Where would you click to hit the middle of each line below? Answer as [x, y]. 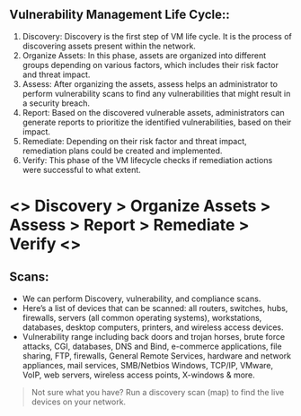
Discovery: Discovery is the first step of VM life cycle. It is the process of [157, 36]
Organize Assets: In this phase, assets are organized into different [144, 55]
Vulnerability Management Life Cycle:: [120, 15]
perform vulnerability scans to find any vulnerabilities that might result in [156, 93]
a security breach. [56, 103]
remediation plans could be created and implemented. [122, 151]
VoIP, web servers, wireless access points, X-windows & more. [139, 375]
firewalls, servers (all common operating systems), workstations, [142, 317]
